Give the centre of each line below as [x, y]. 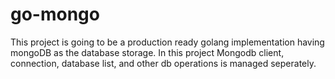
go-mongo [55, 14]
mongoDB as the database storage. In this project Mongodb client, [147, 52]
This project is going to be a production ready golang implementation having [167, 42]
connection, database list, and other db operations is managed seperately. [163, 63]
